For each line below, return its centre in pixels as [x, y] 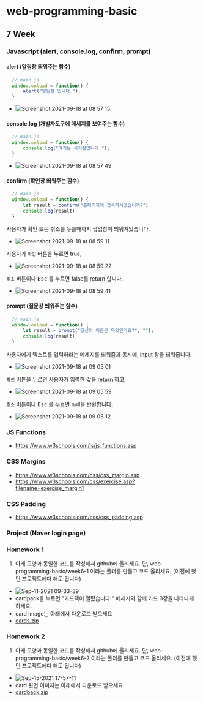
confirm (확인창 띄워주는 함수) [43, 180]
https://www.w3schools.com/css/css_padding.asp [79, 517]
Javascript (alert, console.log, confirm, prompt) [79, 51]
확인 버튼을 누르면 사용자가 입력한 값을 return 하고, [66, 379]
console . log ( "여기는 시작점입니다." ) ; [66, 148]
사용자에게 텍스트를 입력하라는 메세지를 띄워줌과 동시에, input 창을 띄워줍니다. [99, 355]
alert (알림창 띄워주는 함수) [39, 67]
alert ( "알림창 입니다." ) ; [52, 91]
